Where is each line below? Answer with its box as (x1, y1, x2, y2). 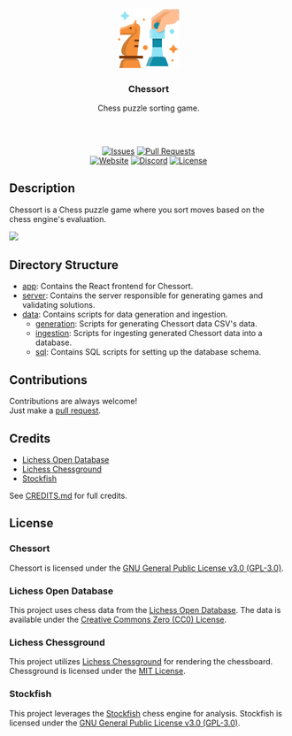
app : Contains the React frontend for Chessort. (21, 281, 194, 292)
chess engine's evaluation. (9, 213, 107, 224)
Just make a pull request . (9, 405, 102, 416)
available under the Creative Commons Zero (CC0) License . (9, 614, 227, 625)
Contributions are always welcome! (9, 396, 138, 407)
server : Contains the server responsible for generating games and (21, 290, 264, 301)
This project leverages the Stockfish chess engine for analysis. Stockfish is (9, 708, 283, 718)
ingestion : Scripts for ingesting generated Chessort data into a (35, 328, 263, 339)
